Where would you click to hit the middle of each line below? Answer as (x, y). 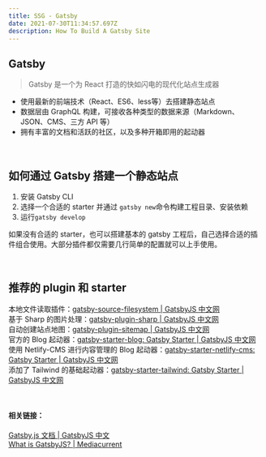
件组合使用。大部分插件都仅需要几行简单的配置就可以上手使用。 (115, 244)
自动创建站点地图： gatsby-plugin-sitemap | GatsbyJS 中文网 (109, 329)
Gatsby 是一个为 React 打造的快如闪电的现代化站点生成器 (124, 84)
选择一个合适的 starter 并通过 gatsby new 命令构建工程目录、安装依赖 (134, 207)
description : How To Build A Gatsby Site (79, 31)
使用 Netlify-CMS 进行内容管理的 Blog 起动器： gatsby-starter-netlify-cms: (132, 349)
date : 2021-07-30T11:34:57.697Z (63, 23)
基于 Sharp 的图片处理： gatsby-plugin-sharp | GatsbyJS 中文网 (114, 319)
